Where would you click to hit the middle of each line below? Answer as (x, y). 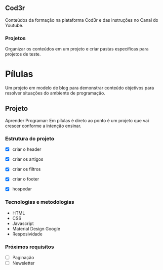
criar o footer (26, 179)
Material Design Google (36, 228)
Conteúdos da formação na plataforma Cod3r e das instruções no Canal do (82, 20)
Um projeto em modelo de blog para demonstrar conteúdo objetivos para (80, 88)
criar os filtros (26, 169)
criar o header (27, 149)
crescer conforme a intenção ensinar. (43, 126)
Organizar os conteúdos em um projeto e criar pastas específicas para (77, 49)
